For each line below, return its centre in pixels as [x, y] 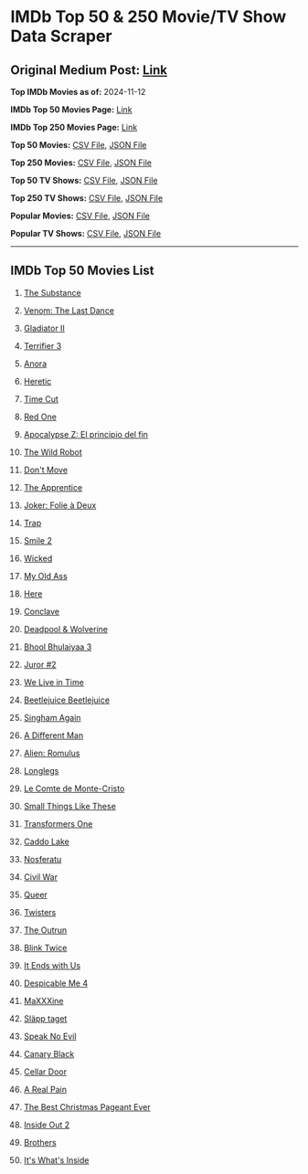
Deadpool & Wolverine [66, 629]
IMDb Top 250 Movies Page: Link [74, 127]
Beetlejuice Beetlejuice [67, 700]
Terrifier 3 [42, 345]
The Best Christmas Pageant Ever [87, 1106]
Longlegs [41, 770]
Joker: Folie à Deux [60, 505]
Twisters [40, 912]
